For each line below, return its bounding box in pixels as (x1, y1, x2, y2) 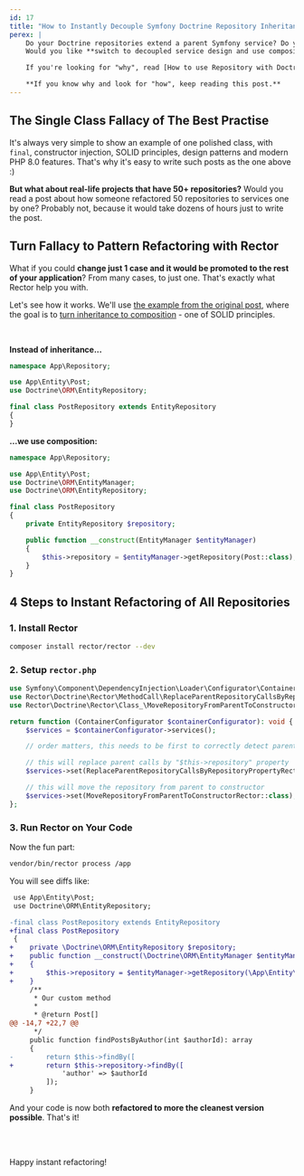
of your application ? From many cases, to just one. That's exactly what (9, 272, 276, 283)
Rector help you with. (9, 281, 89, 292)
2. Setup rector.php (9, 663, 97, 676)
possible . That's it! (9, 1112, 80, 1123)
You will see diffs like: (9, 875, 90, 887)
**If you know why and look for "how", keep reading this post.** (25, 80, 281, 89)
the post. (9, 212, 43, 223)
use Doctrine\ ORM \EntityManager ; (9, 478, 136, 487)
